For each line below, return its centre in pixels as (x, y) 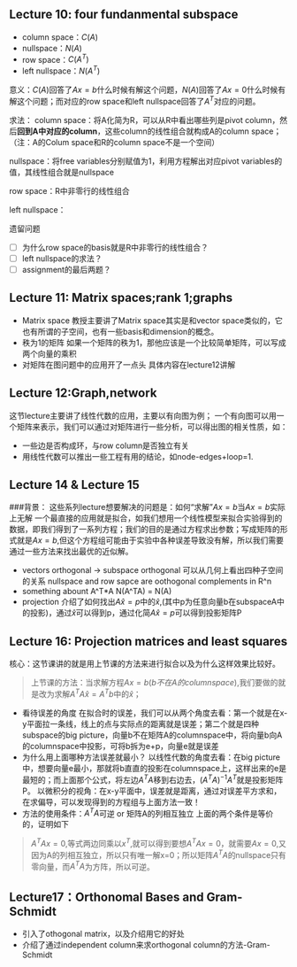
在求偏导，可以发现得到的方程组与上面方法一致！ (111, 801)
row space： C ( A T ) (56, 58)
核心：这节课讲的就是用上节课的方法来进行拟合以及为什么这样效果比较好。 (145, 664)
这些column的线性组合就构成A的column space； (193, 131)
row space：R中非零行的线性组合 (69, 190)
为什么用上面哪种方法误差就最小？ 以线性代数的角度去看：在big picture (151, 757)
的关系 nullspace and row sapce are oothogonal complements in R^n (147, 581)
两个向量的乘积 (49, 353)
